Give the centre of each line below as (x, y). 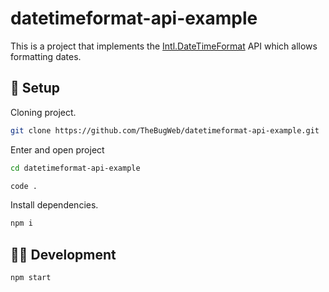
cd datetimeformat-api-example (75, 168)
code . (24, 186)
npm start (31, 278)
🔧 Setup (35, 88)
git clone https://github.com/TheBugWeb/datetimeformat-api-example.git (165, 130)
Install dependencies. (54, 205)
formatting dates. (46, 56)
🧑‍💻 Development (63, 254)
